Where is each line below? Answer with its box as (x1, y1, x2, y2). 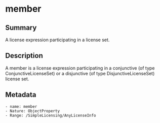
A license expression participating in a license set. (5, 37, 110, 43)
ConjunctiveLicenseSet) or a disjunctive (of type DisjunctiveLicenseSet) (5, 70, 155, 76)
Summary (5, 23, 37, 32)
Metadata (5, 90, 36, 99)
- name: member (5, 104, 37, 109)
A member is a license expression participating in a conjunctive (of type (5, 65, 155, 71)
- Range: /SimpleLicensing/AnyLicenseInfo (5, 113, 96, 118)
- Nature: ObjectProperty (5, 108, 60, 113)
